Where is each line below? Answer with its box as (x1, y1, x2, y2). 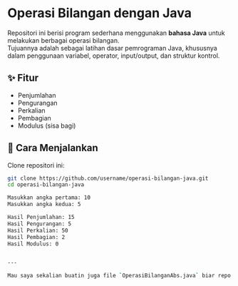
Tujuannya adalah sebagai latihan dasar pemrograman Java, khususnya (7, 44, 217, 52)
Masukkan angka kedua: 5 (7, 201, 81, 208)
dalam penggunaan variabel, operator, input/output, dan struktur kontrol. (7, 51, 220, 60)
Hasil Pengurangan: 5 (7, 220, 72, 228)
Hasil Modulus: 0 (7, 240, 59, 247)
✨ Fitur (7, 72, 39, 84)
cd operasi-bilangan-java (7, 181, 84, 188)
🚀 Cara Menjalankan (7, 142, 98, 154)
